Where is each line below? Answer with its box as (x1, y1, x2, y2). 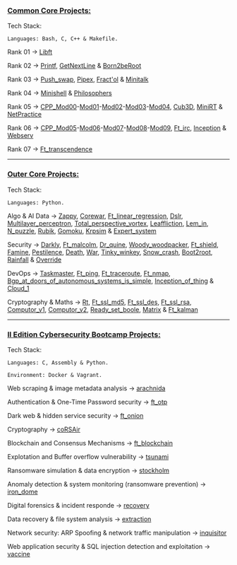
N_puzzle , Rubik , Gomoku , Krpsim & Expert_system (7, 226, 157, 235)
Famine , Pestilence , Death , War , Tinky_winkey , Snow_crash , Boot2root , (7, 247, 213, 256)
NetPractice (7, 110, 42, 119)
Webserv (7, 132, 34, 140)
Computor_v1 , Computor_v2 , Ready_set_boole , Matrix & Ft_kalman (7, 305, 199, 313)
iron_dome (7, 487, 38, 496)
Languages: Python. (7, 199, 65, 206)
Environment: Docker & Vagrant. (7, 371, 102, 378)
